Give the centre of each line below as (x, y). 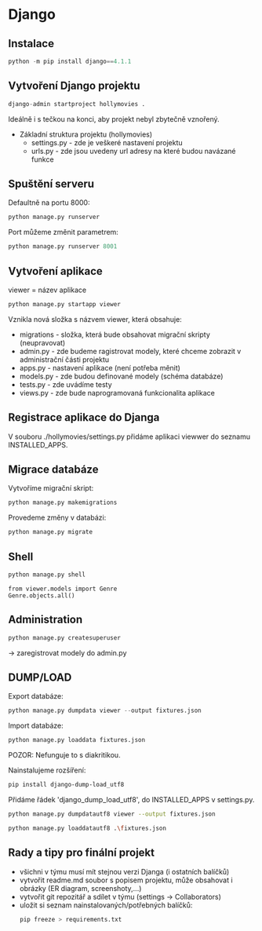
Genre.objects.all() (42, 595)
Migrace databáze (53, 470)
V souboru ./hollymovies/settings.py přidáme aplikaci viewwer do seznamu (129, 436)
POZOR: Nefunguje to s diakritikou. (64, 755)
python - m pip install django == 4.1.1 (70, 61)
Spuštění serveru (51, 183)
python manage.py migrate (50, 532)
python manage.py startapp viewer (65, 304)
